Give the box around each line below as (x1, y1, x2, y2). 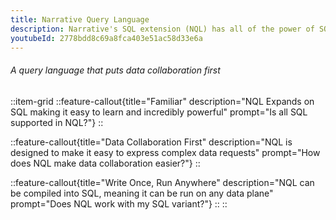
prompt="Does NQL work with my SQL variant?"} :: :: (10, 197, 228, 210)
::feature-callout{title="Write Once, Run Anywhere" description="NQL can (10, 176, 315, 188)
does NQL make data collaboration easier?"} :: (10, 157, 201, 169)
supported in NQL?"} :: (10, 116, 104, 128)
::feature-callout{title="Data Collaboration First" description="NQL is (10, 136, 293, 148)
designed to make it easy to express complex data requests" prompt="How (10, 146, 321, 158)
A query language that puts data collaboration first (10, 64, 221, 76)
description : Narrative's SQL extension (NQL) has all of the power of (10, 24, 315, 34)
